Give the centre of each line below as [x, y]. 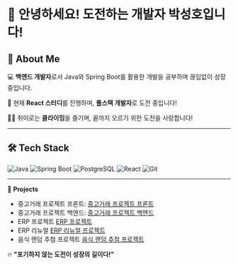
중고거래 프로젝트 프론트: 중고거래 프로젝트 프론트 [86, 203]
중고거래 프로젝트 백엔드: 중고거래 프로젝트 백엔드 [86, 213]
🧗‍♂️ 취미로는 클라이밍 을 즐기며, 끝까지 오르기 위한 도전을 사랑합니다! [100, 118]
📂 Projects [23, 189]
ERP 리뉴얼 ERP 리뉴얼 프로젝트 [62, 230]
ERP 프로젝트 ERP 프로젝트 [55, 221]
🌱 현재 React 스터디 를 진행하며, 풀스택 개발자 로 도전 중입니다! [92, 103]
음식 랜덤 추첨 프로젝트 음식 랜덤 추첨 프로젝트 [81, 239]
